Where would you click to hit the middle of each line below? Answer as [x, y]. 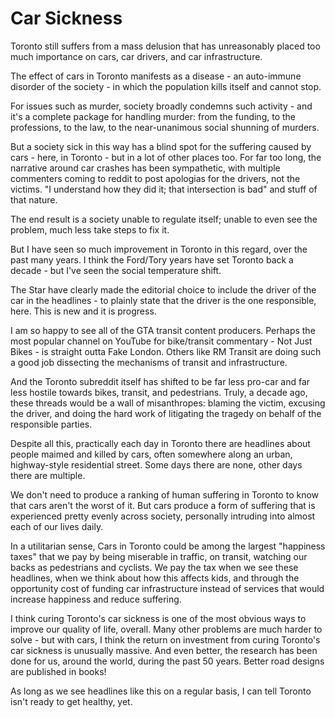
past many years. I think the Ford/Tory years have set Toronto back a [152, 259]
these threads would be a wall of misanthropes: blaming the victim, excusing [168, 403]
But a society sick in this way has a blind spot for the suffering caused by [161, 146]
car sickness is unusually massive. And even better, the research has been [164, 650]
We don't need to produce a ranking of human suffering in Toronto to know [165, 494]
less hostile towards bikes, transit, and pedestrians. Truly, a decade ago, [159, 392]
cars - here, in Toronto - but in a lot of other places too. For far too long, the [166, 157]
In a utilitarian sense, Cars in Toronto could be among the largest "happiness [168, 546]
